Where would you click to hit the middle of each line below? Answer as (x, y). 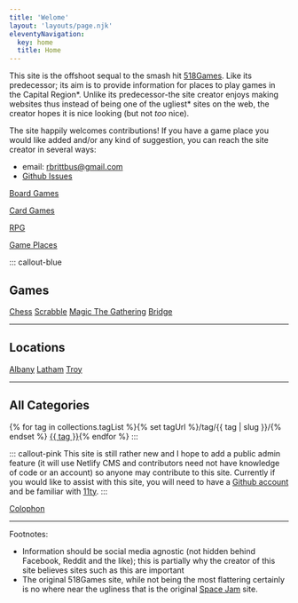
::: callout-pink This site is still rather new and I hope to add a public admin (145, 453)
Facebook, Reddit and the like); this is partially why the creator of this (149, 560)
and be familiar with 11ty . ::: (59, 491)
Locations (37, 348)
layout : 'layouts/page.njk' (61, 26)
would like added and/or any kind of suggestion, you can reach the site (139, 140)
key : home (35, 42)
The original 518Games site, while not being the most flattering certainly (153, 579)
